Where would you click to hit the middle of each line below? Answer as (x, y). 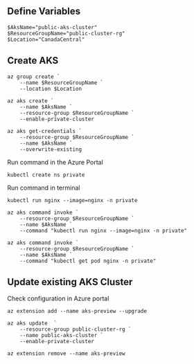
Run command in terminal (44, 188)
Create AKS (33, 61)
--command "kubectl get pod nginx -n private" (88, 261)
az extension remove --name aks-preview (67, 354)
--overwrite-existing (51, 149)
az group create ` (34, 76)
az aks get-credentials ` (44, 131)
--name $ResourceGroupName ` (62, 82)
